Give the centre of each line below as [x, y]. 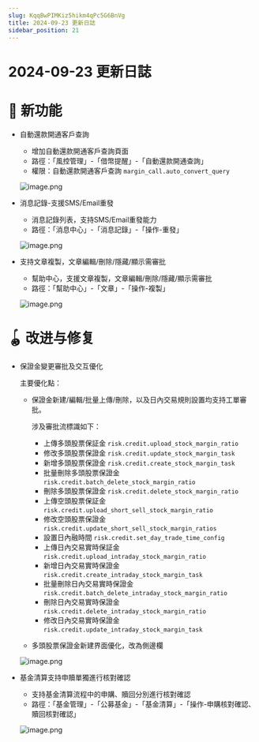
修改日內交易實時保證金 [81, 620]
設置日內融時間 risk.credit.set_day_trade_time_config [134, 538]
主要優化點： [40, 383]
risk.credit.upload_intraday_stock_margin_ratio [125, 557]
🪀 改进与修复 [51, 338]
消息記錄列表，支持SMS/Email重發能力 [94, 219]
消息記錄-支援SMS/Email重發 [67, 203]
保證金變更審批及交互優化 [61, 366]
